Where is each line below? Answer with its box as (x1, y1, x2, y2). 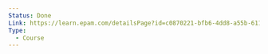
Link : (8, 19, 26, 27)
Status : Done (8, 11, 52, 20)
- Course (15, 33, 45, 42)
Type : (8, 26, 26, 34)
